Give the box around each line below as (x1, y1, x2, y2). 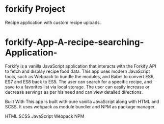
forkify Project (5, 3, 65, 15)
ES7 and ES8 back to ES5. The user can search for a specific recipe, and (5, 79, 152, 84)
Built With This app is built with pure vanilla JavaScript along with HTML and (5, 99, 160, 104)
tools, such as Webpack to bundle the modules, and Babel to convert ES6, (5, 73, 155, 79)
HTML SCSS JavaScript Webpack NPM (5, 113, 84, 119)
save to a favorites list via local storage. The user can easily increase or (5, 84, 150, 90)
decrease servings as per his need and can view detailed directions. (5, 89, 143, 95)
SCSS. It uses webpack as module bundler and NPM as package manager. (5, 103, 156, 109)
